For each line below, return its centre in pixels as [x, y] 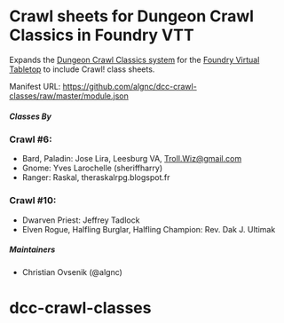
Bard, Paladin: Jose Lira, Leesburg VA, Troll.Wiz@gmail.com [132, 159]
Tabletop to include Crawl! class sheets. [82, 69]
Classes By [30, 116]
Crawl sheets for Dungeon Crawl [132, 16]
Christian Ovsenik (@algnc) [72, 272]
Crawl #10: [33, 201]
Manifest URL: [35, 86]
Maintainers [32, 249]
